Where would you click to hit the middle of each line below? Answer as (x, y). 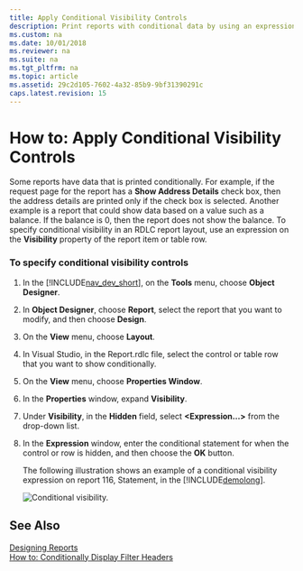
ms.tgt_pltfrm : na (44, 69)
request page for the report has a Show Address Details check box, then (145, 191)
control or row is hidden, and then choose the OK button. (128, 453)
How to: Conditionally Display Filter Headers (92, 557)
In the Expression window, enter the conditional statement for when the (156, 443)
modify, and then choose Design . (84, 319)
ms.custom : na (36, 34)
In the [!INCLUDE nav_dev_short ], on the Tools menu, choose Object (148, 282)
